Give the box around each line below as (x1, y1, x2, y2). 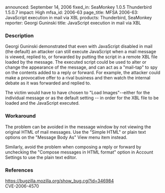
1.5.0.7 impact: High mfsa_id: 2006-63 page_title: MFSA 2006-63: (5, 9, 139, 15)
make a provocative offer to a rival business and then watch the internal (5, 75, 151, 81)
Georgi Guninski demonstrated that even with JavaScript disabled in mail (5, 43, 153, 49)
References (5, 166, 33, 173)
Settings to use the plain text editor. (5, 154, 77, 160)
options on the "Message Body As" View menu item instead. (5, 134, 128, 140)
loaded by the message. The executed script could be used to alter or (5, 59, 147, 65)
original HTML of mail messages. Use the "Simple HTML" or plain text (5, 129, 146, 135)
